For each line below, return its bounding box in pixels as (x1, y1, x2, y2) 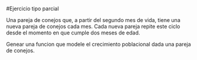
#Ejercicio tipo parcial (6, 5, 59, 12)
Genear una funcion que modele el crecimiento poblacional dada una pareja (6, 41, 191, 48)
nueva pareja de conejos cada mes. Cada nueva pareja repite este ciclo (6, 23, 180, 30)
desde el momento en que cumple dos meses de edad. (6, 29, 140, 36)
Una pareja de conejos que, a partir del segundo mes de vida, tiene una (6, 17, 180, 23)
